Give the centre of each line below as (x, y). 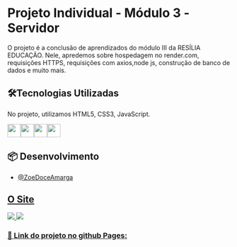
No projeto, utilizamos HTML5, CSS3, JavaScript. (79, 114)
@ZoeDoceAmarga (45, 177)
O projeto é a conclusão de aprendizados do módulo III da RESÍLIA (104, 47)
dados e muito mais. (37, 70)
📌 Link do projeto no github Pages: (67, 236)
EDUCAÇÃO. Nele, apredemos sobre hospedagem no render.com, (103, 55)
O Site (21, 199)
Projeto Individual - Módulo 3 (94, 13)
